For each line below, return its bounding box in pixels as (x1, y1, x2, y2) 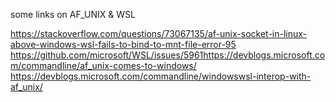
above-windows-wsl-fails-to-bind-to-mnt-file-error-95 (10, 39, 237, 50)
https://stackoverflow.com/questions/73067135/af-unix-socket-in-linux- (10, 28, 308, 39)
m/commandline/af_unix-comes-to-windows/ (10, 60, 197, 71)
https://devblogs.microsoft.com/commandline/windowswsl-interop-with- (10, 70, 312, 82)
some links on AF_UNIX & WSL (10, 9, 136, 20)
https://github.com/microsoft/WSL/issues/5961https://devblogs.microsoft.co (10, 49, 326, 61)
